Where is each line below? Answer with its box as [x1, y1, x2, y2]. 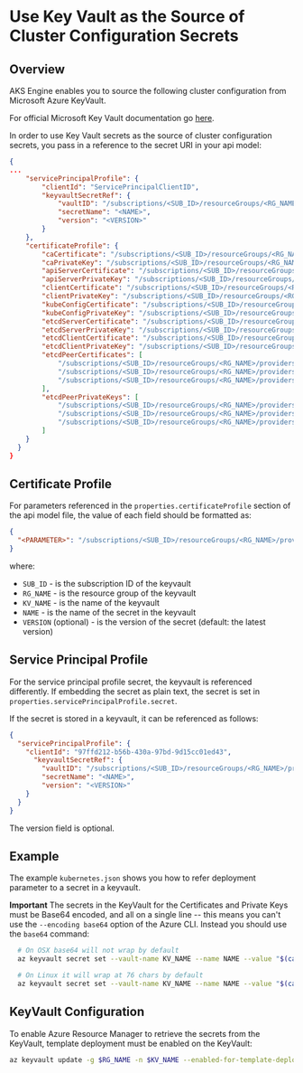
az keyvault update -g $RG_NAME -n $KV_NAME [9, 1055, 179, 1064]
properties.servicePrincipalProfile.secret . [9, 695, 178, 706]
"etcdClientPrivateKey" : [41, 342, 135, 352]
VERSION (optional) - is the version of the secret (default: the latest [22, 617, 266, 627]
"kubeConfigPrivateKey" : [41, 308, 135, 317]
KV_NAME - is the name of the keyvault [22, 597, 161, 607]
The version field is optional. [9, 823, 115, 833]
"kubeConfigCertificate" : [41, 300, 140, 309]
